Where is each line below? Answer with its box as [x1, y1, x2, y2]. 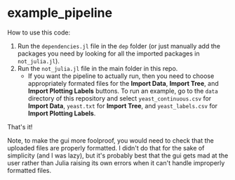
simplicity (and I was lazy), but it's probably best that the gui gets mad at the [7, 151, 229, 160]
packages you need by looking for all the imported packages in [17, 49, 200, 58]
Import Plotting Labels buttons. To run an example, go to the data [27, 86, 219, 95]
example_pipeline [7, 5, 113, 21]
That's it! [7, 122, 33, 131]
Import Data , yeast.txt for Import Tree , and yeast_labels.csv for [27, 101, 218, 110]
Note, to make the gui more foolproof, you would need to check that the [7, 136, 214, 145]
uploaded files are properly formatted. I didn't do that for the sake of [7, 143, 205, 152]
